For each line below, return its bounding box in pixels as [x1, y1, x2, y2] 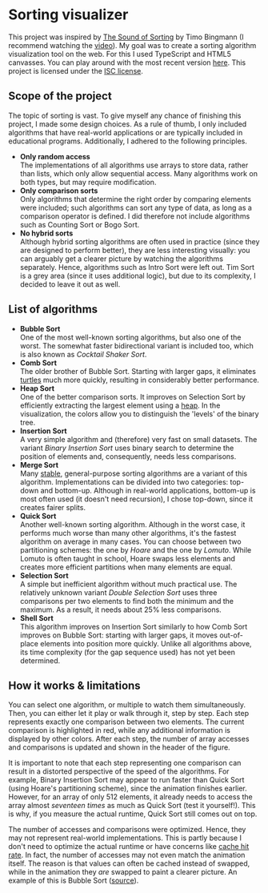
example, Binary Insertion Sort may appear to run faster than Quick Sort [8, 775, 245, 785]
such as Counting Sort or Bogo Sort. [19, 219, 140, 229]
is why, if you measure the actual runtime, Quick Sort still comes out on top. [8, 809, 258, 819]
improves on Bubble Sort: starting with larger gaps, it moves [19, 630, 218, 640]
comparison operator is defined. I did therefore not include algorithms [19, 211, 250, 221]
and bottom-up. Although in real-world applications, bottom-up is [40, 485, 256, 495]
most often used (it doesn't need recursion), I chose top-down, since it [19, 494, 254, 504]
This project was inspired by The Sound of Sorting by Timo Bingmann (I [8, 32, 244, 42]
